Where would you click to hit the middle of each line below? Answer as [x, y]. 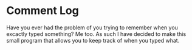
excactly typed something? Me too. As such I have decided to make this [96, 34]
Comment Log [43, 11]
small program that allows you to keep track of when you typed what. [93, 40]
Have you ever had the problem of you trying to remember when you [92, 27]
